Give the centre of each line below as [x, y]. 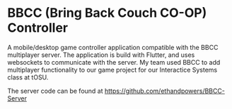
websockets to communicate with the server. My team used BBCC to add [114, 62]
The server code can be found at [56, 91]
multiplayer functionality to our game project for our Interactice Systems [112, 70]
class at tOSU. [28, 77]
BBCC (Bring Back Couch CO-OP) [107, 13]
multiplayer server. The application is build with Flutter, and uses [101, 55]
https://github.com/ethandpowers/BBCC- [164, 91]
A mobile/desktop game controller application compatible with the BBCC [113, 47]
